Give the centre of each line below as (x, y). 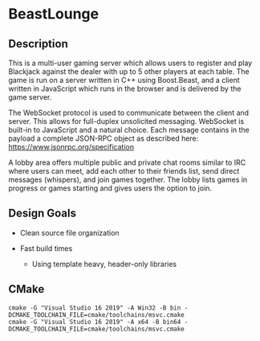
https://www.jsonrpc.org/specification (71, 147)
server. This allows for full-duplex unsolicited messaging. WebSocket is (126, 121)
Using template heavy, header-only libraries (104, 264)
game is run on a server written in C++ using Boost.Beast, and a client (124, 80)
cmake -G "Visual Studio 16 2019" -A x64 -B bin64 (95, 322)
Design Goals (42, 214)
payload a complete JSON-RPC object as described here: (104, 138)
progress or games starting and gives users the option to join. (110, 188)
